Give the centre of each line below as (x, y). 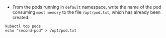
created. (21, 17)
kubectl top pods (23, 26)
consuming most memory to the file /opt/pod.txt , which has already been (86, 12)
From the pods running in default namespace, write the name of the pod (87, 7)
